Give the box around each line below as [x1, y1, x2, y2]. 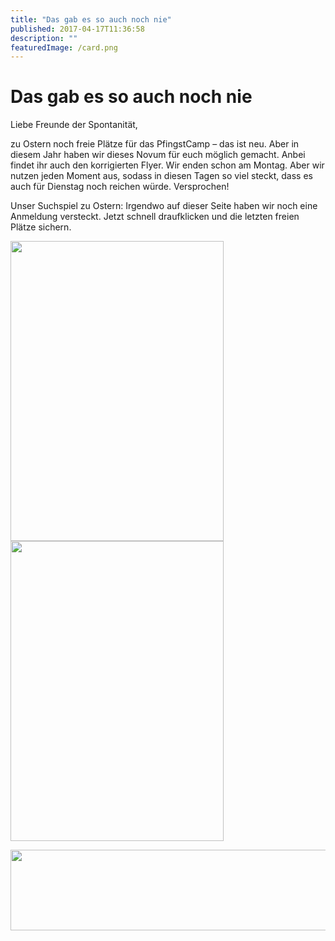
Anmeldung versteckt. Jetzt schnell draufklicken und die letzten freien [10, 211, 300, 223]
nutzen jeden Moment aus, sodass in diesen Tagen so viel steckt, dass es [10, 170, 313, 182]
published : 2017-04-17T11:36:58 [10, 24, 145, 34]
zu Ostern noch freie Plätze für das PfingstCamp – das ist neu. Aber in [10, 138, 300, 150]
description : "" [10, 33, 78, 43]
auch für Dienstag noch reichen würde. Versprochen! [10, 181, 230, 193]
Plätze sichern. [10, 221, 72, 233]
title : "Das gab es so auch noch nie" [10, 14, 172, 25]
